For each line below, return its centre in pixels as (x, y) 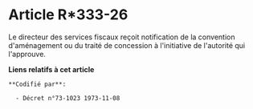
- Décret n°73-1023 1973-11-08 (68, 98)
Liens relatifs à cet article (51, 69)
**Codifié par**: (37, 84)
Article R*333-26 (68, 15)
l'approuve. (27, 54)
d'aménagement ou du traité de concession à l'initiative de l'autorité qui (127, 45)
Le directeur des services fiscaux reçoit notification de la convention (122, 37)
